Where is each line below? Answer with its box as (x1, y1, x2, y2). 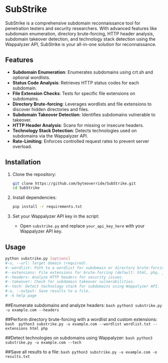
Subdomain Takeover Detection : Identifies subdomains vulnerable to (12, 111, 156, 117)
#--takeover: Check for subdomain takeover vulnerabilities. (5, 279, 135, 284)
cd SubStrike (12, 185, 40, 190)
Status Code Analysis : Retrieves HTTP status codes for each (12, 79, 139, 85)
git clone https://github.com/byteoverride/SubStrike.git (12, 181, 136, 186)
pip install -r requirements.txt (12, 204, 82, 209)
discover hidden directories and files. (12, 106, 89, 112)
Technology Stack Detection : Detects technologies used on (12, 127, 137, 133)
